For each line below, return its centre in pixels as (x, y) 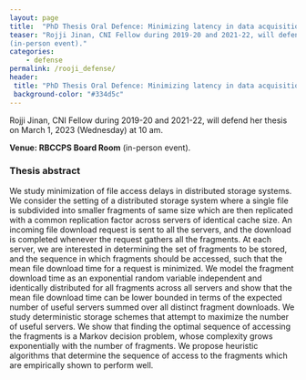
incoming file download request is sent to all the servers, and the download (150, 230)
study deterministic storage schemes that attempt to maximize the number (149, 316)
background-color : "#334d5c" (69, 94)
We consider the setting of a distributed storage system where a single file (149, 200)
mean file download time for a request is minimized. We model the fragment (152, 268)
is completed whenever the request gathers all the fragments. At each (141, 239)
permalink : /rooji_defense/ (63, 69)
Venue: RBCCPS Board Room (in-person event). (100, 148)
